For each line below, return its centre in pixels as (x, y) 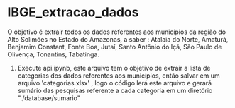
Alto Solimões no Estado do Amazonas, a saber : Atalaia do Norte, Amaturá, (118, 39)
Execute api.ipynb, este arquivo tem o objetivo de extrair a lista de (114, 68)
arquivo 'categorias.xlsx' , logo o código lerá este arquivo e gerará (114, 83)
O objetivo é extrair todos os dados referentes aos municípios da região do (116, 32)
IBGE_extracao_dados (73, 12)
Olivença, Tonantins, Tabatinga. (53, 54)
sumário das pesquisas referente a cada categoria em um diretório (115, 90)
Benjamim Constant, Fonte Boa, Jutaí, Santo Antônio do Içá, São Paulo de (115, 47)
